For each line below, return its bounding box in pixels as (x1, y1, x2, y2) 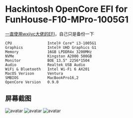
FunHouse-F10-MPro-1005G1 (5, 14, 129, 25)
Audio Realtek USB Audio (5, 62, 85, 67)
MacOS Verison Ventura (5, 71, 64, 76)
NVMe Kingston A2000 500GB (5, 53, 92, 59)
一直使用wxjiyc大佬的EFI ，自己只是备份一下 (5, 31, 94, 37)
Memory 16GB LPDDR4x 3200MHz (5, 49, 92, 54)
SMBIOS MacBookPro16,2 (5, 75, 79, 80)
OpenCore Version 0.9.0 (5, 79, 59, 84)
